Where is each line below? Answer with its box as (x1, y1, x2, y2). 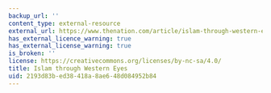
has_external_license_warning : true (8, 42, 131, 50)
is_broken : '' (8, 49, 56, 57)
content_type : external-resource (8, 19, 121, 27)
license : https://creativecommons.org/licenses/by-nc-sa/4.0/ (8, 57, 222, 66)
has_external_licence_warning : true (8, 34, 131, 43)
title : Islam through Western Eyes (8, 65, 128, 73)
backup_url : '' (8, 11, 60, 20)
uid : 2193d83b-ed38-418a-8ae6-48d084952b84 (8, 72, 157, 80)
